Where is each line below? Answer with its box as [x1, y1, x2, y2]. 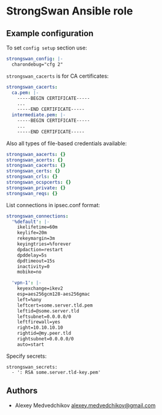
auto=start [17, 342, 45, 348]
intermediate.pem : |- [11, 112, 66, 118]
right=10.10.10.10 [17, 325, 63, 331]
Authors [6, 385, 38, 396]
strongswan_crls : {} [6, 173, 58, 180]
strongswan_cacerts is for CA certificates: [6, 72, 109, 80]
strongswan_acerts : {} [6, 157, 63, 163]
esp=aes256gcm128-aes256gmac [17, 291, 90, 297]
